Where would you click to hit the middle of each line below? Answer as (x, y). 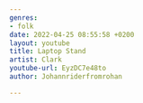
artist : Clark (36, 60)
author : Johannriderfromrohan (66, 77)
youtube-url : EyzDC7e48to (58, 69)
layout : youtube (40, 43)
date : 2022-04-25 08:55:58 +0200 (72, 34)
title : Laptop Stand (48, 51)
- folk (22, 26)
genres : (24, 18)
